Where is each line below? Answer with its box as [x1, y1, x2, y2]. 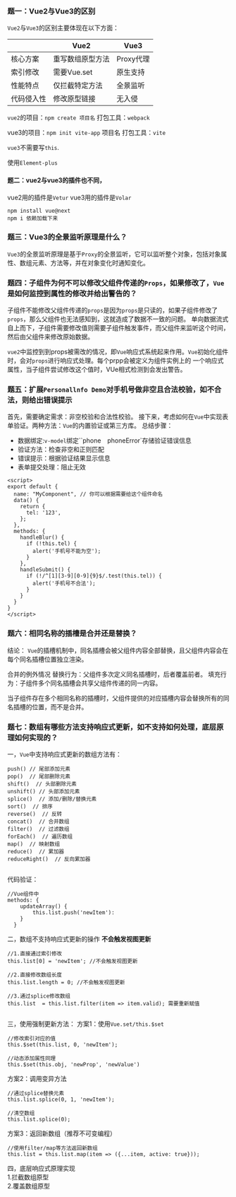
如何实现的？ [14, 732, 58, 742]
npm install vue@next [7, 207, 71, 214]
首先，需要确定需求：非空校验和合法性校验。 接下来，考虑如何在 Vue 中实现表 [7, 412, 229, 421]
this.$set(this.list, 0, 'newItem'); [7, 1041, 118, 1048]
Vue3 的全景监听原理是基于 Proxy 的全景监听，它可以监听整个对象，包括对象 [7, 250, 221, 258]
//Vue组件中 [7, 890, 39, 897]
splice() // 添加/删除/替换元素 [7, 795, 97, 802]
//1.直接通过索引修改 [7, 950, 62, 957]
